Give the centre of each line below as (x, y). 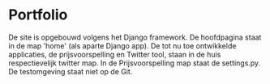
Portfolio (38, 15)
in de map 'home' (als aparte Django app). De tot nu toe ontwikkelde (122, 45)
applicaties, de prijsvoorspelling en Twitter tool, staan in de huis (115, 54)
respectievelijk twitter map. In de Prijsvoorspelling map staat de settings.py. (135, 63)
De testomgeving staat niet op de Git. (71, 71)
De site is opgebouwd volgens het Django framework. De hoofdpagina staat (135, 37)
